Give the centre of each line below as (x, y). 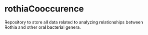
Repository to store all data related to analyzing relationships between (74, 22)
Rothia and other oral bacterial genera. (43, 27)
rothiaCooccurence (44, 9)
